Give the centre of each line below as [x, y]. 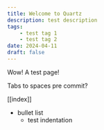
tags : [15, 26]
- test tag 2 [38, 40]
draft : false [26, 53]
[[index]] [20, 99]
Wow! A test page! [34, 72]
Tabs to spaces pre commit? [47, 86]
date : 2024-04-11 [32, 46]
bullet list [30, 113]
